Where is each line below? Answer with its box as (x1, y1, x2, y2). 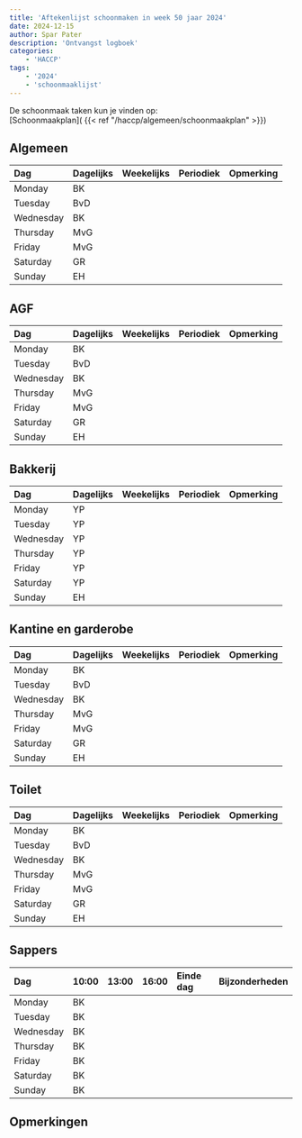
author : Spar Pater (9, 30, 83, 39)
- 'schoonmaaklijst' (25, 80, 102, 89)
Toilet (9, 782, 42, 797)
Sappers (9, 942, 58, 958)
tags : (9, 64, 30, 73)
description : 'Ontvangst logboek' (9, 38, 139, 48)
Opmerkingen (9, 1114, 88, 1129)
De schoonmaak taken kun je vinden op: (9, 105, 158, 115)
